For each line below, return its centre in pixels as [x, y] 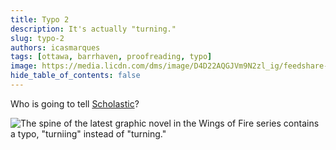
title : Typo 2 [40, 19]
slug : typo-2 [37, 38]
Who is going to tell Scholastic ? [75, 103]
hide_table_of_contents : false [75, 76]
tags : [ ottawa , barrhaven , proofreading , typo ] [111, 57]
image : [24, 66]
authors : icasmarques [55, 47]
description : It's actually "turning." [93, 29]
